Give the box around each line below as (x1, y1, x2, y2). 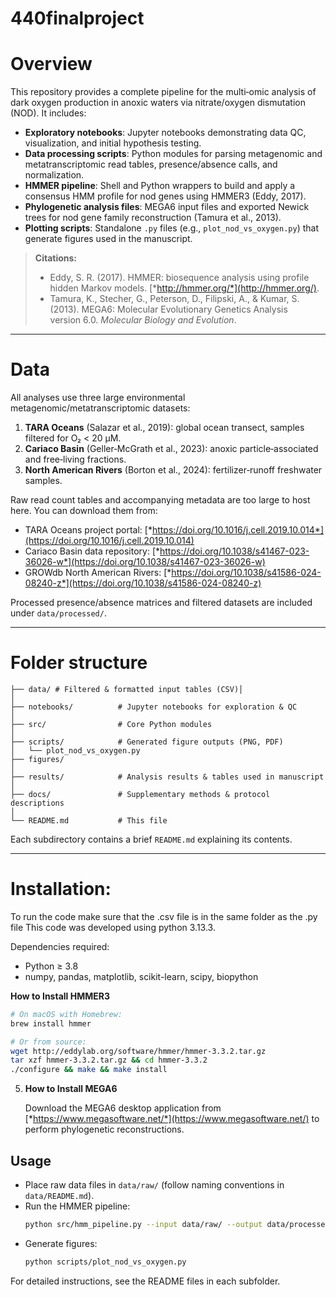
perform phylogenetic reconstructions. (24, 1123, 185, 1136)
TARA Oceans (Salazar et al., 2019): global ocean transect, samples (24, 422, 305, 434)
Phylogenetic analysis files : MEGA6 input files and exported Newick (24, 201, 310, 213)
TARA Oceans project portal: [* (24, 524, 153, 536)
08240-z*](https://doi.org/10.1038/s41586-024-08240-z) (24, 577, 262, 589)
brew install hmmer (10, 1018, 92, 1029)
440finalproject (10, 7, 145, 30)
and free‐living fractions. (24, 453, 127, 466)
